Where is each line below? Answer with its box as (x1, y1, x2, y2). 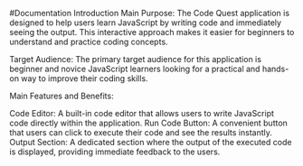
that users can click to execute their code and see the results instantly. (9, 127, 273, 138)
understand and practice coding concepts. (9, 36, 169, 47)
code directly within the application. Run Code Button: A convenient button (9, 117, 288, 128)
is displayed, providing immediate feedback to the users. (9, 146, 221, 157)
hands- (261, 63, 289, 74)
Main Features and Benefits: (9, 90, 115, 101)
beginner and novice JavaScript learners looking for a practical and (9, 63, 260, 74)
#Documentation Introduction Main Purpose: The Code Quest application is (9, 8, 290, 18)
